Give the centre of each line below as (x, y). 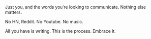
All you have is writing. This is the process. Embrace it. (60, 31)
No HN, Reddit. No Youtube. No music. (44, 22)
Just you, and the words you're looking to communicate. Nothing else (75, 7)
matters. (14, 12)
